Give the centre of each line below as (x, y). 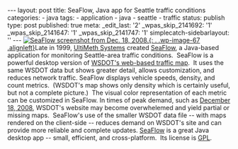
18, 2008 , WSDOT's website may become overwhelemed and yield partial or (119, 108)
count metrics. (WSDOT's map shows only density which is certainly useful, (119, 85)
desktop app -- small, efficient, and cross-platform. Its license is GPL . (110, 138)
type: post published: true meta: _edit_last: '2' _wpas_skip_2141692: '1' (110, 25)
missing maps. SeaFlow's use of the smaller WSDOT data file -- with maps (117, 115)
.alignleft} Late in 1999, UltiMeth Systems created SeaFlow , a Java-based (113, 48)
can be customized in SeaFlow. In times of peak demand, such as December (119, 100)
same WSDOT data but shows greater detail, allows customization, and (111, 70)
